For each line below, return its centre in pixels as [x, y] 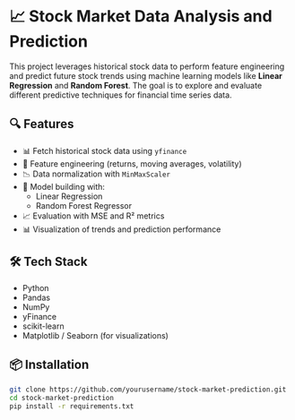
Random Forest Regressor [84, 205]
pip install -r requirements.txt [72, 407]
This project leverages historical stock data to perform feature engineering [147, 66]
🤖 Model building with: [64, 186]
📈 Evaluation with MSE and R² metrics [93, 216]
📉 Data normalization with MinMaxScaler [96, 174]
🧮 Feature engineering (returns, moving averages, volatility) [132, 163]
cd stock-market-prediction [62, 399]
